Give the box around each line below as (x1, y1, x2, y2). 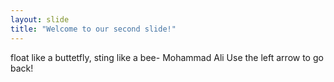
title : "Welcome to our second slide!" (10, 24, 177, 34)
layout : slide (10, 14, 70, 25)
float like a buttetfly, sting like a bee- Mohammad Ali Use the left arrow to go (10, 51, 324, 63)
